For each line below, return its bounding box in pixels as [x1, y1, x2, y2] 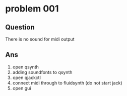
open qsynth [12, 63, 39, 70]
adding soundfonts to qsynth [12, 69, 73, 75]
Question [5, 23, 35, 31]
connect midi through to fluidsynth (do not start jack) [12, 79, 122, 85]
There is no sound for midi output [5, 36, 75, 42]
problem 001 [5, 3, 59, 14]
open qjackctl [12, 74, 41, 80]
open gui [12, 85, 31, 91]
